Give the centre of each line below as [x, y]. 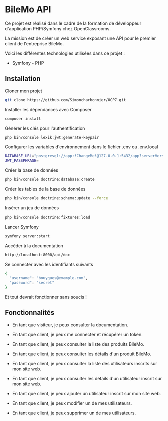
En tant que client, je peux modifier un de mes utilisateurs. [72, 403]
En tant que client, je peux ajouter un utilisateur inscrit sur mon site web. [87, 393]
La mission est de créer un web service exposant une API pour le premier [81, 38]
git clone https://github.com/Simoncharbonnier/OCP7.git [66, 100]
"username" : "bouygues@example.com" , [49, 278]
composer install [23, 119]
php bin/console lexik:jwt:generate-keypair [52, 137]
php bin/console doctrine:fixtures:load [48, 217]
